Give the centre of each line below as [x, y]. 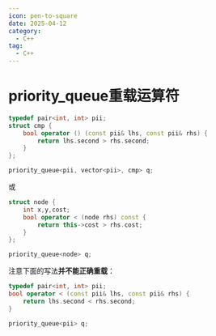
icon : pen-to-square [43, 16]
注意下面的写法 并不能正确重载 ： [61, 271]
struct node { [32, 202]
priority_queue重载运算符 [94, 96]
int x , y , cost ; [47, 210]
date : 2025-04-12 [38, 23]
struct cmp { [30, 125]
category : [25, 31]
